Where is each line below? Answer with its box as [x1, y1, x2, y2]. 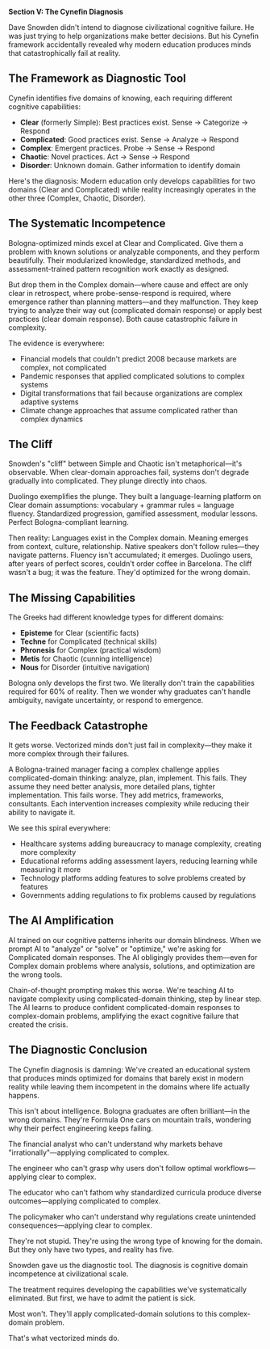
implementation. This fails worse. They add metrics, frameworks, [8, 790, 224, 800]
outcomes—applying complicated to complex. [8, 1196, 161, 1206]
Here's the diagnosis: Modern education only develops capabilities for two [8, 175, 255, 185]
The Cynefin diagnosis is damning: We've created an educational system [8, 1064, 251, 1074]
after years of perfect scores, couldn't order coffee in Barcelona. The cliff [8, 559, 252, 569]
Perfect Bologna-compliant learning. [8, 518, 129, 527]
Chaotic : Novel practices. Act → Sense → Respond [19, 151, 190, 161]
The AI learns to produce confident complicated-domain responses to [8, 1002, 240, 1012]
